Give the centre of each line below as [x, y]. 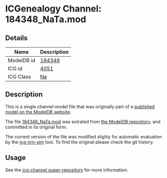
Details [16, 38]
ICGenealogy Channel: [53, 9]
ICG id [15, 68]
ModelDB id [22, 60]
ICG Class [19, 77]
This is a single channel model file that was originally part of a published [80, 106]
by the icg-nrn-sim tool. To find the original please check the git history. [80, 142]
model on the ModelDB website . [38, 112]
